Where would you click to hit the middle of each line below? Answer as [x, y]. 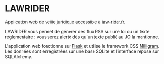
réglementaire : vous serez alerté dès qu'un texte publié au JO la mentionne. [82, 37]
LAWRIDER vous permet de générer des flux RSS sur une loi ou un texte [77, 31]
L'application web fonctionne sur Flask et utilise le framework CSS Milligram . [82, 46]
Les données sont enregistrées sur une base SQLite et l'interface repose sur [82, 51]
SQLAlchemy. [19, 56]
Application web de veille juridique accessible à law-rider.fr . [65, 22]
